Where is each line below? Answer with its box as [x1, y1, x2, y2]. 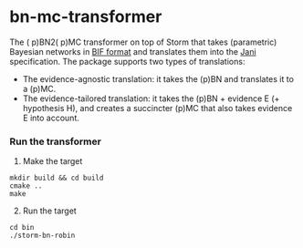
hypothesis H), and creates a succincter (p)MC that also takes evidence [22, 102, 293, 113]
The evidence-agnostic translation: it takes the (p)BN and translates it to [22, 73, 295, 84]
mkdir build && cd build [9, 173, 104, 183]
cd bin [9, 223, 35, 232]
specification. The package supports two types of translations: [9, 56, 246, 67]
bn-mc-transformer [9, 6, 162, 27]
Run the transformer [9, 135, 102, 148]
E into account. [22, 112, 80, 123]
